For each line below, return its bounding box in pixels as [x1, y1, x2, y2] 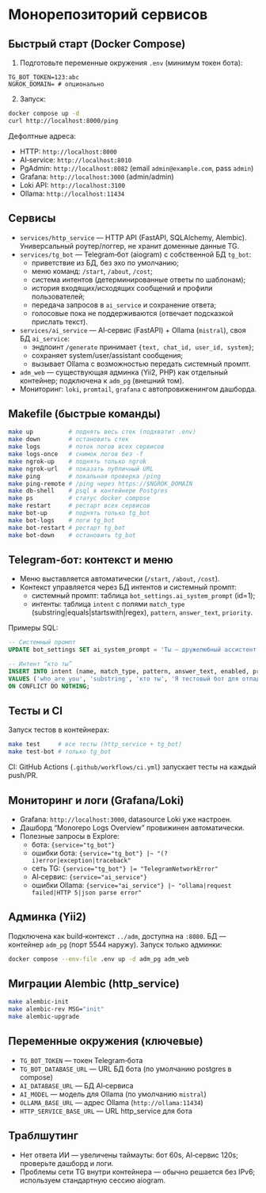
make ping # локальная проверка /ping [8, 472, 161, 480]
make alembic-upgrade [8, 1012, 80, 1021]
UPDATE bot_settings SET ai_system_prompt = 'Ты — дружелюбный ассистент [8, 646, 257, 654]
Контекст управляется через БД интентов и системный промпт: [19, 582, 237, 592]
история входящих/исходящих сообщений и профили [31, 283, 213, 292]
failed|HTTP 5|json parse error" [31, 889, 142, 897]
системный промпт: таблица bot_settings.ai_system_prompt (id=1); [31, 591, 256, 600]
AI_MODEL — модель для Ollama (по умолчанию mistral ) [19, 1089, 207, 1099]
